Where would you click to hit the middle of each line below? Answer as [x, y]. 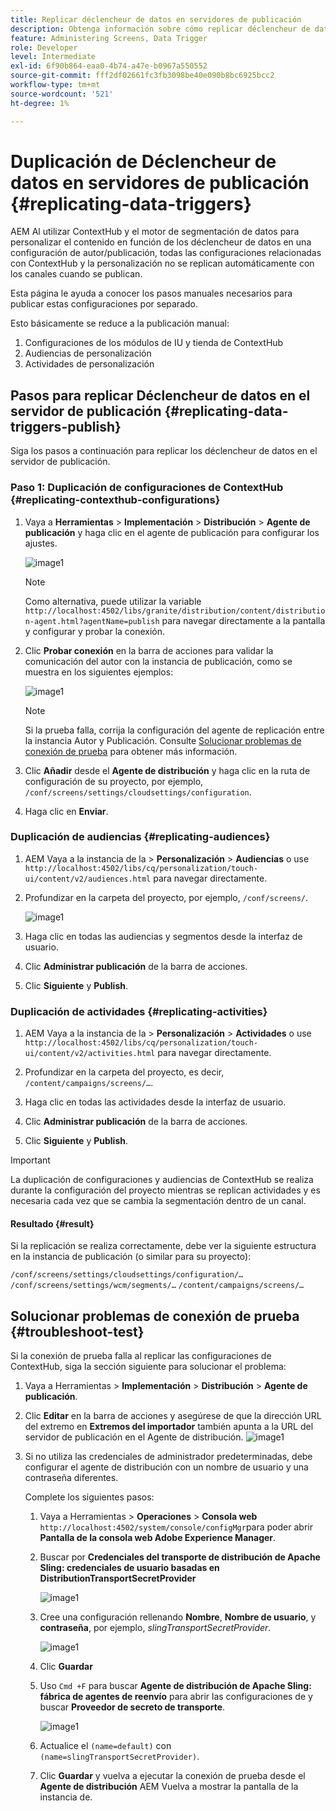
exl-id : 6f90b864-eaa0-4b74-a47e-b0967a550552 [109, 66]
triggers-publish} [66, 426]
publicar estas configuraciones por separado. [104, 304]
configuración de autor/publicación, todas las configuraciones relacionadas [166, 253]
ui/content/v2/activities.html [90, 1054]
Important [30, 1160]
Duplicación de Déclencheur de [143, 161]
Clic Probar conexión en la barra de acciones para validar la [149, 650]
